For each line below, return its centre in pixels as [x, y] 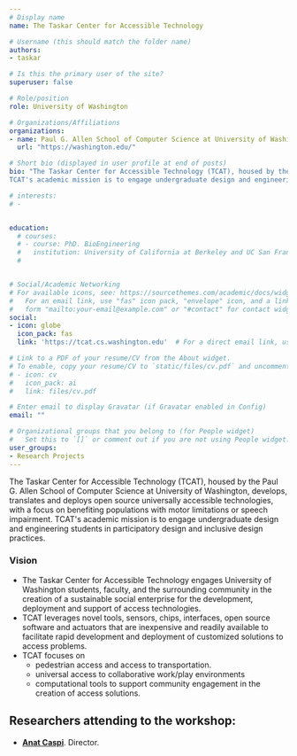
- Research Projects [47, 456]
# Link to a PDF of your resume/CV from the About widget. [120, 358]
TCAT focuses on [53, 655]
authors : [25, 50]
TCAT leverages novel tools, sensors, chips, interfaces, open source [146, 618]
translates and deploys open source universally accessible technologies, [141, 500]
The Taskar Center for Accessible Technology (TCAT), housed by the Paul [144, 481]
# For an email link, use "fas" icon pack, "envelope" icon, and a [140, 301]
